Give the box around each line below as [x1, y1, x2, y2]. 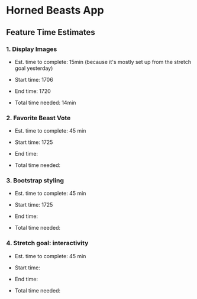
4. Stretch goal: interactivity [6, 239, 89, 247]
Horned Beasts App [6, 4, 105, 17]
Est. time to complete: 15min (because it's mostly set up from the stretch [14, 58, 191, 65]
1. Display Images [6, 45, 57, 53]
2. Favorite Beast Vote [6, 114, 71, 122]
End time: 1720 [14, 87, 51, 95]
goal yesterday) [14, 65, 53, 72]
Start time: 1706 [14, 76, 53, 83]
